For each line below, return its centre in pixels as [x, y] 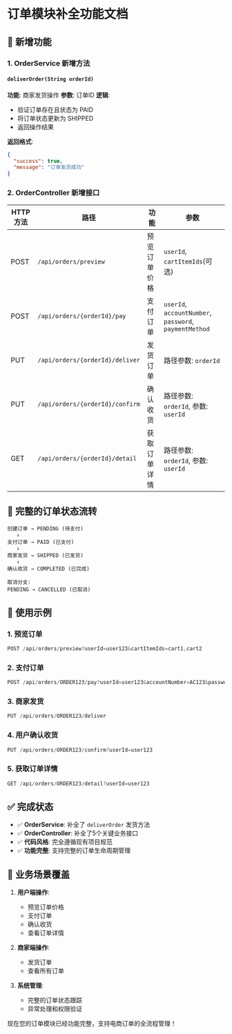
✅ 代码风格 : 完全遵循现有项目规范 [65, 842]
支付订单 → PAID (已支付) [41, 543]
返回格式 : [20, 142]
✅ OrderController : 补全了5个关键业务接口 [78, 833]
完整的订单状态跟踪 [55, 1000]
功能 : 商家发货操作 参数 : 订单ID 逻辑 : [59, 95]
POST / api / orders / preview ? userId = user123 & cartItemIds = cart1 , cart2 [105, 649]
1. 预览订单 [25, 634]
